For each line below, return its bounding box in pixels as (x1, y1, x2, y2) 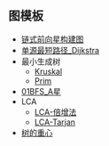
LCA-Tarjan (34, 117, 76, 127)
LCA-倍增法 (34, 106, 77, 118)
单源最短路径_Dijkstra (20, 45, 99, 55)
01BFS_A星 (20, 85, 61, 96)
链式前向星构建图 (20, 34, 84, 45)
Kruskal (34, 66, 63, 77)
